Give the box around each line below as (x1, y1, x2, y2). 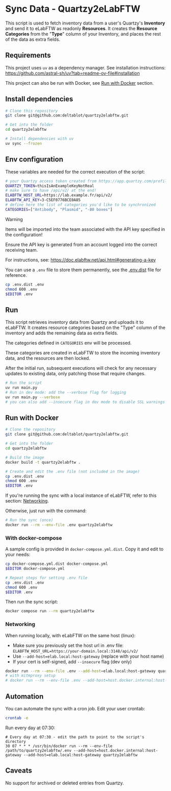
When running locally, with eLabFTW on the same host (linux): (5, 632, 136, 638)
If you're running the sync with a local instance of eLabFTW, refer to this (5, 492, 157, 498)
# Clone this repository (5, 108, 58, 113)
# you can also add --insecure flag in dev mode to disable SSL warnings (5, 399, 165, 404)
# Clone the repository (5, 427, 56, 432)
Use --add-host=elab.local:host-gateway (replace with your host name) (12, 653, 164, 659)
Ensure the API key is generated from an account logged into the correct (5, 241, 157, 248)
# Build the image (5, 455, 44, 460)
